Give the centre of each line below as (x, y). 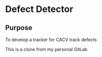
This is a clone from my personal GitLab (46, 49)
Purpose (19, 28)
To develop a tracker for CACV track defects (51, 39)
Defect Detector (39, 9)
